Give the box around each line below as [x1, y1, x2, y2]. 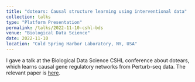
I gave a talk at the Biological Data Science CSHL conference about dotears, [6, 56, 190, 64]
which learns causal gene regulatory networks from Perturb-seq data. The [6, 63, 186, 70]
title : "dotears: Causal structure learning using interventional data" [6, 8, 187, 15]
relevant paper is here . [6, 69, 60, 76]
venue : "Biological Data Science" [6, 30, 91, 36]
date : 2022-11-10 [6, 35, 49, 41]
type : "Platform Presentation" [6, 19, 83, 25]
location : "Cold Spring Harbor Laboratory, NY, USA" [6, 41, 138, 47]
